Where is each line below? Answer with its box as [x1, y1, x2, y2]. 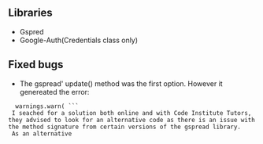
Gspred [19, 27, 44, 36]
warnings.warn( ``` [15, 102, 80, 110]
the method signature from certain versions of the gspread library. [8, 123, 242, 131]
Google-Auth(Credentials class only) [19, 35, 139, 45]
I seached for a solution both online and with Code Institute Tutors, [11, 109, 252, 117]
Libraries [8, 6, 53, 20]
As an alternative [11, 129, 72, 138]
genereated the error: [19, 87, 90, 96]
